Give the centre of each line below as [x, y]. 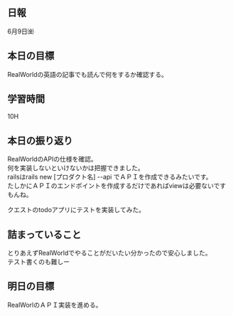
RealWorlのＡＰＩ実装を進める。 [55, 305]
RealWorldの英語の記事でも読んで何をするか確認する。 [88, 74]
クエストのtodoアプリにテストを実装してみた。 [76, 210]
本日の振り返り [40, 141]
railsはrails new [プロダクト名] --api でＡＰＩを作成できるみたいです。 [110, 177]
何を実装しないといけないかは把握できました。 [76, 168]
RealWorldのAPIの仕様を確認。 [52, 159]
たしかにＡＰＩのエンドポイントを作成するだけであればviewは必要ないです [117, 186]
